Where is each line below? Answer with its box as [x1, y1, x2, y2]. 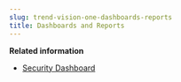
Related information [9, 45, 84, 56]
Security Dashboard [21, 63, 96, 73]
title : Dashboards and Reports [9, 21, 125, 30]
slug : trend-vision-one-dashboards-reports [9, 12, 173, 22]
